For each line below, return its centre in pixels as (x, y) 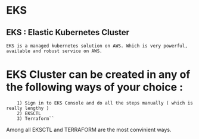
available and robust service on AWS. (54, 51)
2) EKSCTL (29, 113)
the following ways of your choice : (95, 87)
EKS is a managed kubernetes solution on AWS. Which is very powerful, (97, 46)
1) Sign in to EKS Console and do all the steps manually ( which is (105, 103)
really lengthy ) (28, 108)
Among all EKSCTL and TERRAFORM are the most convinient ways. (89, 129)
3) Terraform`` (36, 119)
